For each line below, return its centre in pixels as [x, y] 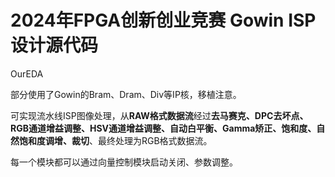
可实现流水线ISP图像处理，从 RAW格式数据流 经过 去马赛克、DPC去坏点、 [159, 115]
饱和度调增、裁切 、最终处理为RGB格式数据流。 [115, 140]
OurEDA [27, 73]
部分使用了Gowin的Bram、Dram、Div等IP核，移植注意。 [126, 94]
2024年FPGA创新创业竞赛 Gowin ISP [163, 20]
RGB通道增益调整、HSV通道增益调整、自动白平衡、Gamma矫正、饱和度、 [163, 128]
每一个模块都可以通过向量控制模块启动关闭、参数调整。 [124, 162]
